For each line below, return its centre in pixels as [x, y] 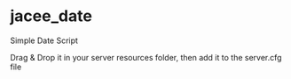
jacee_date [51, 16]
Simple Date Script [44, 40]
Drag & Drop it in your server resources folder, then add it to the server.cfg [146, 57]
